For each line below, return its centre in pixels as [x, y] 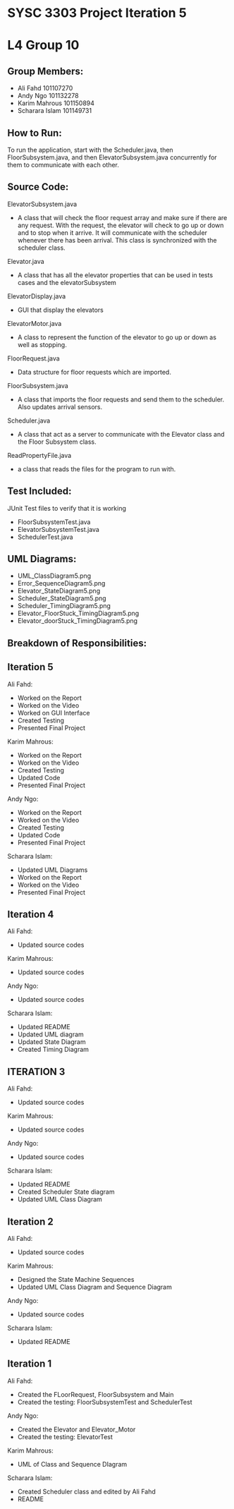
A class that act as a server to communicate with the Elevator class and [121, 434]
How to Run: [35, 133]
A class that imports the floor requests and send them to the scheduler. [121, 399]
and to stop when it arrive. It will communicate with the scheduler [112, 232]
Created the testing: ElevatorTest [65, 1436]
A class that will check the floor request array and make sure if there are [122, 217]
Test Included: [39, 491]
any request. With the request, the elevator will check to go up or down [121, 225]
